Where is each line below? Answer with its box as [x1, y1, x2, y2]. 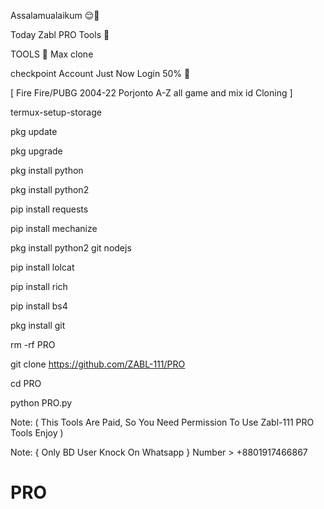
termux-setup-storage [10, 106, 102, 118]
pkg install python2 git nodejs [10, 242, 132, 254]
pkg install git [10, 320, 66, 331]
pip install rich [10, 281, 68, 292]
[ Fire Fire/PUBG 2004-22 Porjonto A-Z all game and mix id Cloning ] [10, 87, 293, 99]
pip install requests [10, 203, 89, 215]
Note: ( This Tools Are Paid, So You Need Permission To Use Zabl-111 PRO [10, 416, 315, 428]
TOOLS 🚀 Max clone [10, 48, 94, 60]
